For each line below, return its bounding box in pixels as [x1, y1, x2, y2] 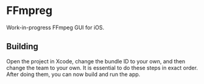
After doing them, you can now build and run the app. [6, 71, 141, 78]
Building [6, 41, 38, 52]
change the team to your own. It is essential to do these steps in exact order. [6, 64, 198, 71]
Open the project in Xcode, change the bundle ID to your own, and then [6, 57, 186, 65]
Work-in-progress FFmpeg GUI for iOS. [6, 24, 105, 31]
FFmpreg [6, 4, 53, 18]
